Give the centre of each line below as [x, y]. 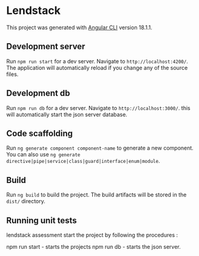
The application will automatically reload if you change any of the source [97, 67]
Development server [46, 47]
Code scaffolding [39, 133]
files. [12, 74]
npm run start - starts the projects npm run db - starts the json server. [93, 247]
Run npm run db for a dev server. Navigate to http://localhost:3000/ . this [98, 108]
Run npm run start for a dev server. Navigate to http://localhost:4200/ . [97, 61]
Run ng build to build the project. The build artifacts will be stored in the [96, 195]
